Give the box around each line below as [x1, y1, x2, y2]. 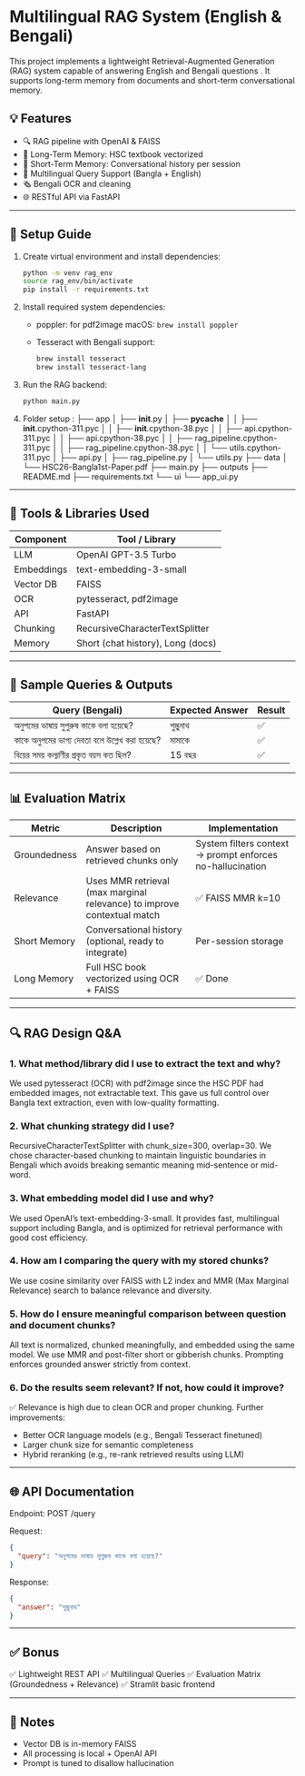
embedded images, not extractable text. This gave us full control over [9, 1087, 270, 1098]
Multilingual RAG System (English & [9, 6, 282, 27]
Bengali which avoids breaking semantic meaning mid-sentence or [9, 1159, 259, 1170]
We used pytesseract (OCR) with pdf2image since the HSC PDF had [9, 1078, 264, 1089]
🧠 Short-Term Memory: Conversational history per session [22, 158, 241, 169]
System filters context [194, 837, 289, 850]
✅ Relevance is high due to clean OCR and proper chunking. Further [9, 1402, 264, 1413]
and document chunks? [9, 1318, 116, 1331]
